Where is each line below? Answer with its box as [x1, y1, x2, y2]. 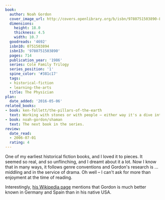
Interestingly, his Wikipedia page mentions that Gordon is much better [5, 184, 146, 190]
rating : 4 [9, 140, 29, 145]
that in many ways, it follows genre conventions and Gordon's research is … [5, 164, 159, 170]
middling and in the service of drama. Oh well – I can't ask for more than [5, 169, 151, 175]
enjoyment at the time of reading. [5, 174, 73, 180]
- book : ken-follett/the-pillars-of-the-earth [5, 108, 102, 113]
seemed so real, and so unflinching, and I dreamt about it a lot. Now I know [5, 159, 157, 165]
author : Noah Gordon [9, 12, 52, 17]
